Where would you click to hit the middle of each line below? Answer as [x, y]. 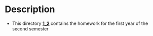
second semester [30, 28]
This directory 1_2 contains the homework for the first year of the [80, 23]
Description [30, 9]
